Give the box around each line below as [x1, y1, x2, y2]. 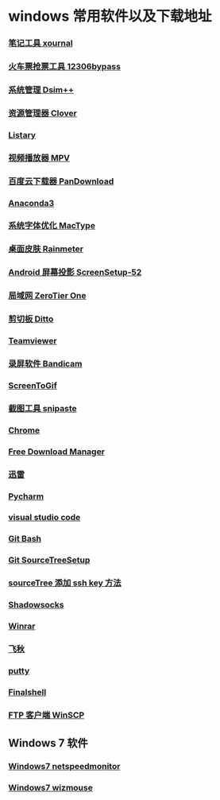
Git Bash [8, 534, 42, 545]
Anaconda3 [8, 197, 55, 208]
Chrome [8, 425, 41, 436]
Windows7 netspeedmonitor [8, 761, 121, 772]
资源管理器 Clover [8, 107, 77, 118]
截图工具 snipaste [8, 402, 77, 414]
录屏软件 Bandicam [8, 359, 83, 370]
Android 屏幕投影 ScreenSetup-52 [8, 267, 142, 278]
